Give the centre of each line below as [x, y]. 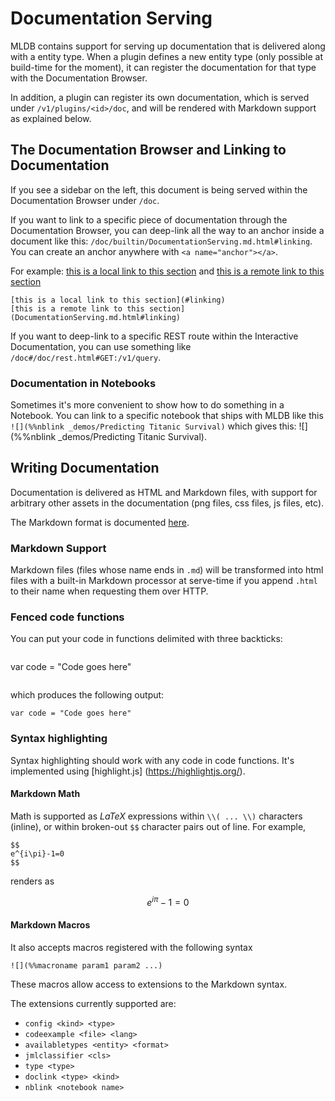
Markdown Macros [50, 925]
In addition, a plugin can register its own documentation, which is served [160, 97]
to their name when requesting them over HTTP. [109, 591]
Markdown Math [45, 794]
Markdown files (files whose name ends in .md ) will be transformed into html [167, 570]
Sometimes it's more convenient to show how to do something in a [147, 405]
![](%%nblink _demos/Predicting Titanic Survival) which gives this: [153, 426]
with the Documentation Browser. [79, 78]
